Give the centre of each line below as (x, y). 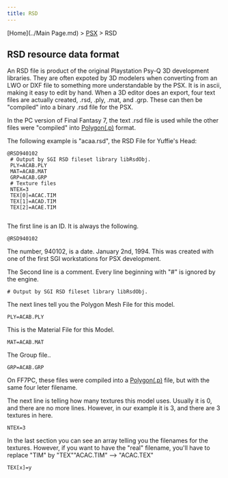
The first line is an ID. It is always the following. (73, 226)
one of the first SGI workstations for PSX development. (84, 259)
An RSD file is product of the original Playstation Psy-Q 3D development (108, 71)
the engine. (23, 279)
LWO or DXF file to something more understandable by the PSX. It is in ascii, (114, 86)
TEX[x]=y (19, 468)
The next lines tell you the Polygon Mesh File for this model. (91, 305)
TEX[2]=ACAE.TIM (33, 207)
